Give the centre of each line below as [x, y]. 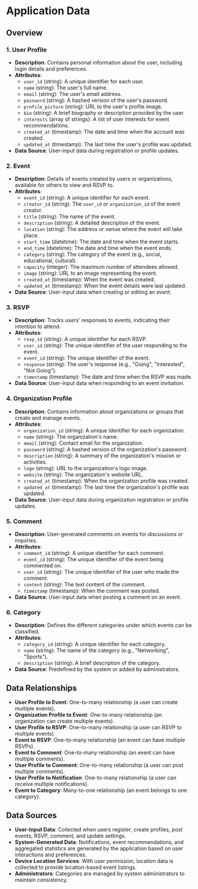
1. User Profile [27, 50]
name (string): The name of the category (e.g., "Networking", [96, 650]
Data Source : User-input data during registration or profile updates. [97, 150]
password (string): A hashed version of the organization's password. [106, 449]
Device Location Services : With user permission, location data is [94, 861]
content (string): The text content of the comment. [85, 585]
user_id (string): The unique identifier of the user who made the [101, 572]
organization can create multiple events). [64, 721]
